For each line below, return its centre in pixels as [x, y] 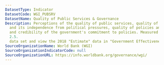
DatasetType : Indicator [29, 10]
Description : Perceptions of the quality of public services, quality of [82, 23]
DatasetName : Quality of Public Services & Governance [62, 19]
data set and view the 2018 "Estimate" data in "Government [72, 42]
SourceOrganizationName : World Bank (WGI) [49, 46]
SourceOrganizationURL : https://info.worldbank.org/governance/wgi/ [76, 55]
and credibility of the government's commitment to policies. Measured [84, 32]
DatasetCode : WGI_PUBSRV [30, 14]
